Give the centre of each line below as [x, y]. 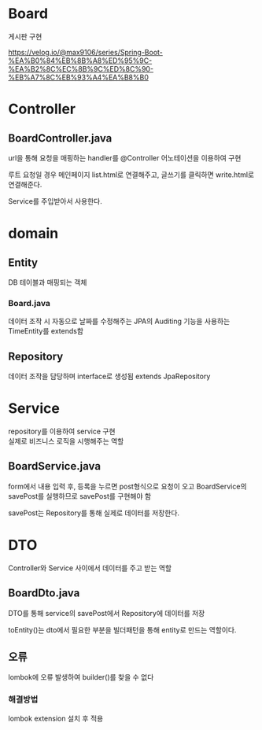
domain [33, 234]
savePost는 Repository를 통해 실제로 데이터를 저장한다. [94, 513]
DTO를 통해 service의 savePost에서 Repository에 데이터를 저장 [107, 613]
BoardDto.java [44, 594]
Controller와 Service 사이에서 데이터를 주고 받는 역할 [90, 568]
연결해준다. [25, 184]
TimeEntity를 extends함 [46, 331]
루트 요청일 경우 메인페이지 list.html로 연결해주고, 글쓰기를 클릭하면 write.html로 [131, 175]
